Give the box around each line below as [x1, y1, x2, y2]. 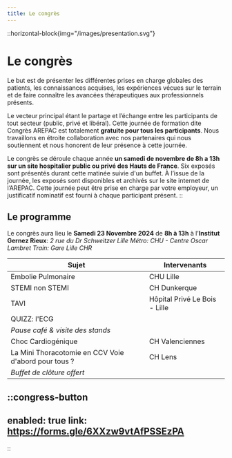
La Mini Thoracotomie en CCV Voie [10, 348, 124, 358]
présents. [7, 98, 35, 106]
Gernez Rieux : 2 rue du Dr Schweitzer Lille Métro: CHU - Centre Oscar [7, 236, 209, 245]
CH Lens [148, 352, 177, 362]
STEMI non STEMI [10, 283, 69, 293]
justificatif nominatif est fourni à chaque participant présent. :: [7, 191, 183, 199]
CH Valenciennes [148, 336, 205, 346]
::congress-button [7, 391, 88, 403]
